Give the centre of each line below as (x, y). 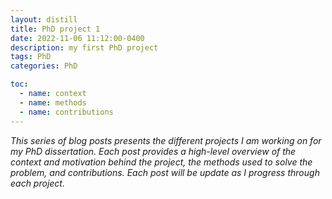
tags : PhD (31, 57)
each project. (37, 183)
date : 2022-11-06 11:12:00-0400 (77, 38)
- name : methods (53, 102)
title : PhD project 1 (55, 29)
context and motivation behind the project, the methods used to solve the (161, 162)
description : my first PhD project (84, 47)
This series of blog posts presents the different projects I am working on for (166, 140)
